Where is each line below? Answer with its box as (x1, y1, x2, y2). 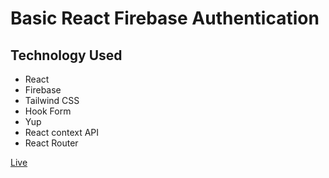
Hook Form (24, 105, 72, 117)
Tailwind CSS (24, 95, 80, 106)
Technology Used (10, 47, 123, 64)
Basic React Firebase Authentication (10, 7, 320, 30)
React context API (24, 127, 100, 138)
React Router (24, 137, 79, 149)
